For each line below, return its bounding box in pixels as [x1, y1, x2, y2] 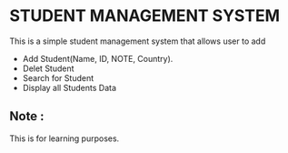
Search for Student [22, 72, 94, 83]
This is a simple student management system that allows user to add [9, 36, 266, 46]
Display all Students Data [22, 82, 116, 93]
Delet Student [22, 63, 74, 74]
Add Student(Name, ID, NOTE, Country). [22, 53, 174, 64]
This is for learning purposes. [9, 133, 120, 144]
